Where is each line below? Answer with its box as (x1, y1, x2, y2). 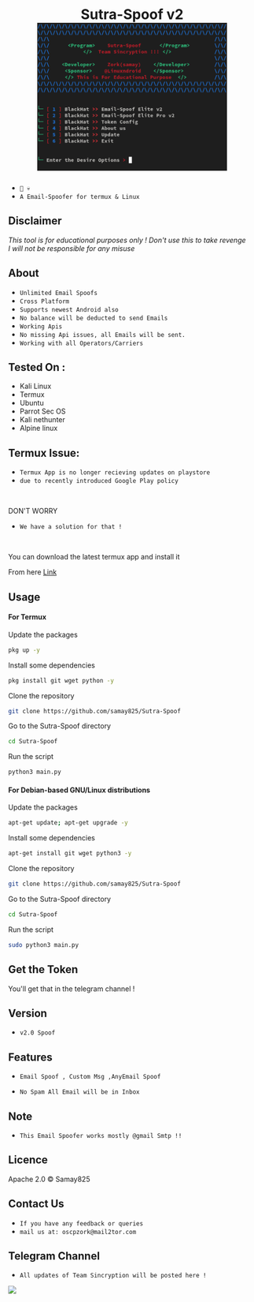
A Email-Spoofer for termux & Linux (19, 193, 140, 200)
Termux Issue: (8, 446, 80, 459)
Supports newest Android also (19, 305, 120, 313)
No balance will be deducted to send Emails (19, 314, 168, 322)
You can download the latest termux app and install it (8, 552, 180, 562)
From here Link (8, 567, 57, 577)
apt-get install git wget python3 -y (8, 850, 132, 858)
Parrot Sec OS (19, 406, 66, 416)
